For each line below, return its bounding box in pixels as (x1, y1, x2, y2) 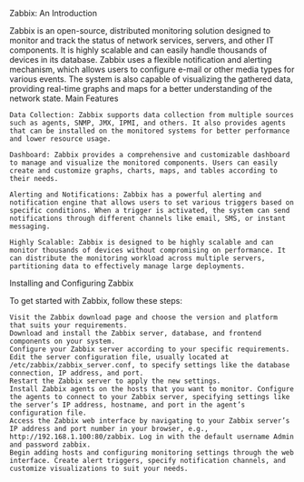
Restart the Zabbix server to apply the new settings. (9, 377, 221, 386)
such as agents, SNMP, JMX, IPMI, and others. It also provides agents (9, 118, 286, 127)
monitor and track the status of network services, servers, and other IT (9, 35, 275, 45)
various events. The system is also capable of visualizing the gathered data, (9, 74, 293, 85)
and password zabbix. (9, 440, 92, 449)
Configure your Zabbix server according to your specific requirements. (9, 345, 290, 354)
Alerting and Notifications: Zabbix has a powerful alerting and (9, 190, 261, 199)
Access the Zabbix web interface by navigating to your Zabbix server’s (9, 417, 290, 426)
